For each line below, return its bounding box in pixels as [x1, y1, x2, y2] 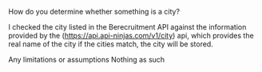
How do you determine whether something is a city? [8, 7, 181, 16]
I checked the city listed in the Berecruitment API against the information [8, 22, 247, 31]
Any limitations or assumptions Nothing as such [8, 55, 165, 64]
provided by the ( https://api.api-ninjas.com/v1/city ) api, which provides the [8, 31, 254, 40]
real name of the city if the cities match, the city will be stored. [8, 39, 213, 49]
